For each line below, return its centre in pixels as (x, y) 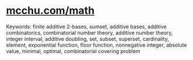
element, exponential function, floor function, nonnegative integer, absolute (96, 45)
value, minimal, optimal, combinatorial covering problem (73, 51)
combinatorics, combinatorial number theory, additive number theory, (90, 32)
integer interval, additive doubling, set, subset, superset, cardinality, (87, 39)
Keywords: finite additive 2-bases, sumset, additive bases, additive (87, 27)
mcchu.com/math (50, 11)
